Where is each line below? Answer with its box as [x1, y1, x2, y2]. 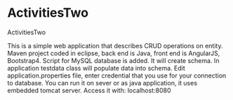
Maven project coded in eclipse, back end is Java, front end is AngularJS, [7, 49, 220, 57]
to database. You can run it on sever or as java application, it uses [7, 78, 198, 87]
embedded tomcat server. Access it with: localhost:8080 [7, 86, 171, 94]
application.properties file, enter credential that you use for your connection [7, 71, 227, 80]
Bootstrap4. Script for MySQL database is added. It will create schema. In [7, 56, 220, 64]
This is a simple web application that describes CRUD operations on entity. [7, 41, 223, 50]
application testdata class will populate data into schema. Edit [7, 64, 186, 72]
